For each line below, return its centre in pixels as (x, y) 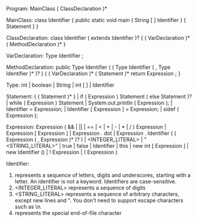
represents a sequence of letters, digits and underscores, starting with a (103, 175)
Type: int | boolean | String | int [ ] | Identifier (60, 85)
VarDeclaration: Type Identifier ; (45, 56)
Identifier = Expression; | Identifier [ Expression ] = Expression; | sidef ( (92, 109)
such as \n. (28, 207)
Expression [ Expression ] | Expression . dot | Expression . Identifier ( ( (91, 133)
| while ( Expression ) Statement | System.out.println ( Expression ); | (89, 103)
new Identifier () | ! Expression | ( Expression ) (62, 152)
